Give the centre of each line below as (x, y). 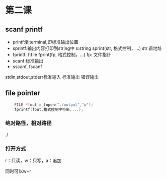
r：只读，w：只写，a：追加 (33, 161)
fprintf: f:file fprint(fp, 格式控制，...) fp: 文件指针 (62, 54)
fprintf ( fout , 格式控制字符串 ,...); (49, 109)
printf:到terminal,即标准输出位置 (46, 42)
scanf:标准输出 (28, 61)
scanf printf (24, 29)
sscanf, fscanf (27, 67)
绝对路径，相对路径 (28, 123)
